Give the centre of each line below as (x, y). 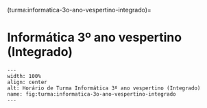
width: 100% (24, 76)
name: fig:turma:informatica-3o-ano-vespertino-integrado (92, 94)
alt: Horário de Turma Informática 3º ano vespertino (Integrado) (104, 88)
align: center (27, 82)
